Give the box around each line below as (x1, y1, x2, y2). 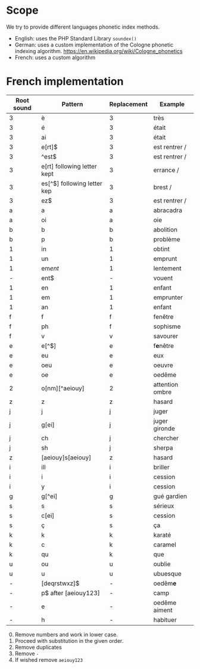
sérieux (153, 502, 174, 510)
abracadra (153, 206, 183, 214)
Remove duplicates (14, 643, 62, 651)
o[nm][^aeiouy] (41, 384, 85, 392)
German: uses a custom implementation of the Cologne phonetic (14, 41, 174, 48)
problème (153, 235, 180, 243)
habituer (153, 615, 177, 624)
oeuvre (153, 361, 174, 369)
